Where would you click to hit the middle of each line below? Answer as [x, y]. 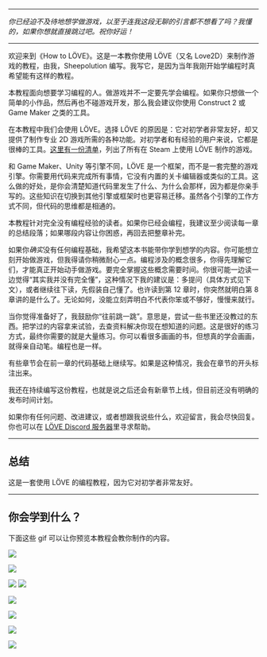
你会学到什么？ [45, 517]
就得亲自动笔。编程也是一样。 [57, 346]
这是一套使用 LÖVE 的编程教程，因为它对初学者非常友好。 [103, 482]
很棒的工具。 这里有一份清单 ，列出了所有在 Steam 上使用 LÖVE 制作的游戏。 [132, 149]
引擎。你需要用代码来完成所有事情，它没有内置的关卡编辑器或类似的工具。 [130, 176]
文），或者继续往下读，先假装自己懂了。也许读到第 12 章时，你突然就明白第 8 [133, 290]
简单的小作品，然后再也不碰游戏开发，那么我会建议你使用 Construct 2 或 [127, 103]
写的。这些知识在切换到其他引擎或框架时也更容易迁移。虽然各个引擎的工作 [130, 196]
